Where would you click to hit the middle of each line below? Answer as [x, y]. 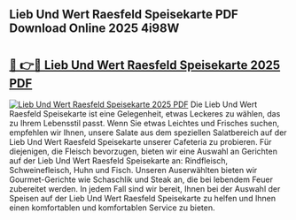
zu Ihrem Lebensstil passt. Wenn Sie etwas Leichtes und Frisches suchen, [144, 123]
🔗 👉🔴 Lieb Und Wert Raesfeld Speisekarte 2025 [145, 65]
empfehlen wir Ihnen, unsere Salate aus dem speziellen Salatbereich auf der [148, 133]
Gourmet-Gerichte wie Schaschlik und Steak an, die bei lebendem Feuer [141, 179]
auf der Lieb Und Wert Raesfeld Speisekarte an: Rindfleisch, [119, 161]
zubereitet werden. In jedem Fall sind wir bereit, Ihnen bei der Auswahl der [145, 189]
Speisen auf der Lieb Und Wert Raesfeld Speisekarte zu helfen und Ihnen [143, 198]
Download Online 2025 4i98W [94, 29]
